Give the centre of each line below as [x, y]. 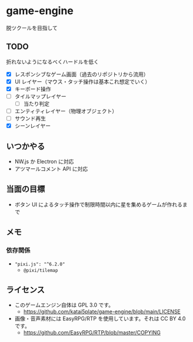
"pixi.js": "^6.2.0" [40, 264]
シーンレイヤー [33, 126]
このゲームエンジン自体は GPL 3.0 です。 [64, 305]
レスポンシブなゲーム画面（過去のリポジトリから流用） [81, 74]
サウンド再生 [30, 118]
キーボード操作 [33, 89]
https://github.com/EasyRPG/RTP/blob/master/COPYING [92, 333]
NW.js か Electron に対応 [44, 162]
